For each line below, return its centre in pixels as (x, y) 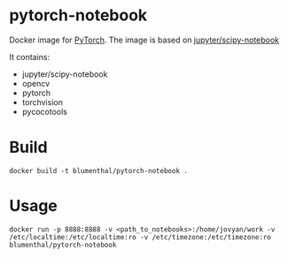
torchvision (43, 102)
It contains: (30, 57)
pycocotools (45, 111)
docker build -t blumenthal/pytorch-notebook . (99, 171)
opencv (36, 83)
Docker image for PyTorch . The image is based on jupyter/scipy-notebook (144, 40)
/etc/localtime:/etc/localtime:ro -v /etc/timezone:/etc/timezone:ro (140, 237)
